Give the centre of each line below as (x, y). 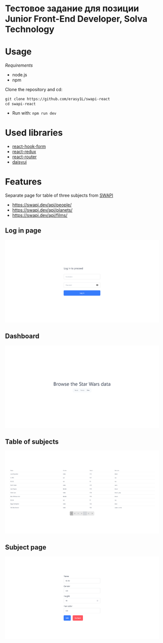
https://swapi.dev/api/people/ (42, 205)
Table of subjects (32, 441)
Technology (30, 29)
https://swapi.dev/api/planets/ (42, 210)
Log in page (23, 231)
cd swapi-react (20, 104)
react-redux (24, 152)
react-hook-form (29, 146)
